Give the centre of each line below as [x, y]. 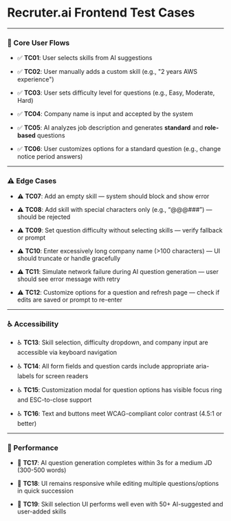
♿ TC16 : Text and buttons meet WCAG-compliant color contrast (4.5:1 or [119, 413]
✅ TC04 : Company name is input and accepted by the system [105, 114]
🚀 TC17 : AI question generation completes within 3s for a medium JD [114, 463]
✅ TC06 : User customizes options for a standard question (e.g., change [119, 149]
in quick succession [45, 491]
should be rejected [44, 217]
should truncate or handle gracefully [69, 258]
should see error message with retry [68, 279]
